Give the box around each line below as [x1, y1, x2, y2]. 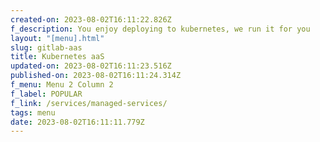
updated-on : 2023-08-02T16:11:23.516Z [10, 61, 172, 71]
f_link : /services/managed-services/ [10, 98, 168, 108]
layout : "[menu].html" [10, 33, 105, 43]
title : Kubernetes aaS [10, 52, 105, 62]
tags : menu [10, 107, 56, 118]
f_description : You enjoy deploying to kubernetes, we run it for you [10, 24, 311, 34]
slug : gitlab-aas [10, 42, 83, 53]
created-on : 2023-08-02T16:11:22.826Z [10, 14, 172, 25]
